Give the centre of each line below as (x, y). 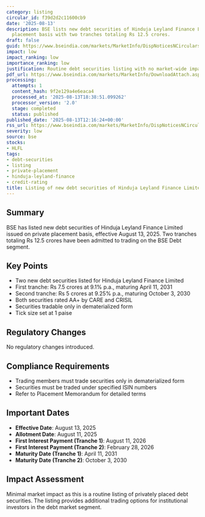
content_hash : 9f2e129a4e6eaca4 (53, 92)
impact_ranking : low (33, 57)
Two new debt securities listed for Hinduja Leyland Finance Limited (99, 281)
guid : (13, 46)
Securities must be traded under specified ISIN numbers (86, 387)
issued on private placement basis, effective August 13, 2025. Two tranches (102, 234)
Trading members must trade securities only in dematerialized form (100, 381)
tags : (13, 154)
